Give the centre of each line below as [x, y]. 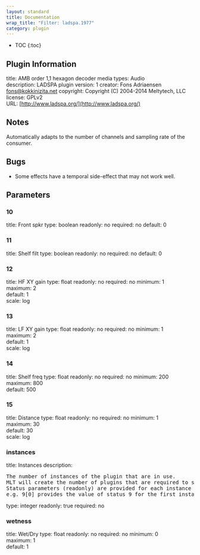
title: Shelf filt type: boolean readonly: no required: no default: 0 [84, 253]
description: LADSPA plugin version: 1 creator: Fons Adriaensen [84, 85]
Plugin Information [41, 64]
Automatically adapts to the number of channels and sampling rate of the [96, 137]
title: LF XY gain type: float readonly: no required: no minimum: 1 [85, 329]
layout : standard [28, 12]
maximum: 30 [23, 424]
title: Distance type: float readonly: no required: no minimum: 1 [82, 417]
